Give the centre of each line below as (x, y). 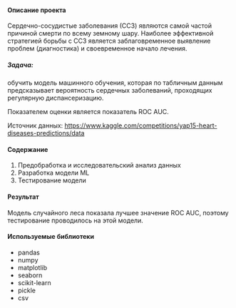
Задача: (20, 65)
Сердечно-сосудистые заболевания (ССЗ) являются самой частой (110, 26)
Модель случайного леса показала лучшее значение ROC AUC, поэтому (118, 212)
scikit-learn (34, 282)
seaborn (30, 275)
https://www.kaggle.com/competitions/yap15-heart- (141, 125)
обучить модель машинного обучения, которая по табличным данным (115, 83)
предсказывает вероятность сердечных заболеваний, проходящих (110, 91)
